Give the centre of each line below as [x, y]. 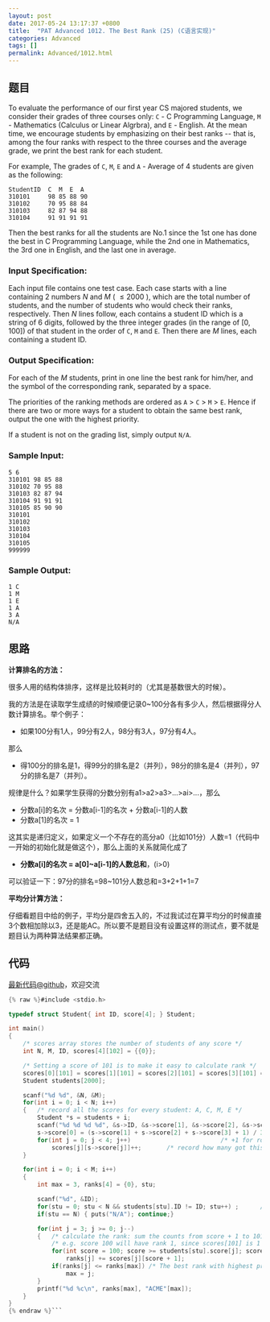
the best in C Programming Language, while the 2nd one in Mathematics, [129, 241]
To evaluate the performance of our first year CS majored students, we [125, 108]
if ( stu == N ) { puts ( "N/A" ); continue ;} [106, 1214]
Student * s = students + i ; [84, 1118]
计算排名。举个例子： [50, 714]
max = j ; [80, 1274]
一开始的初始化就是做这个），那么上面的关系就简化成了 [98, 847]
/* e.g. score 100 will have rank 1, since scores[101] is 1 [156, 1244]
